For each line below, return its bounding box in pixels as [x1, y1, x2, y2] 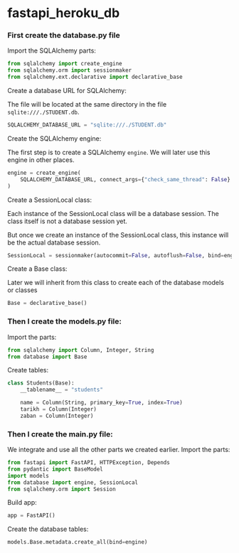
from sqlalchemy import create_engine [7, 60, 122, 68]
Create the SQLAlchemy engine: [7, 134, 102, 143]
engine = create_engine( [7, 169, 81, 176]
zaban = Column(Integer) [20, 412, 94, 419]
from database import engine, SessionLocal [7, 478, 139, 486]
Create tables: [7, 366, 49, 375]
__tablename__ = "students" [20, 386, 103, 394]
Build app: [7, 498, 37, 507]
